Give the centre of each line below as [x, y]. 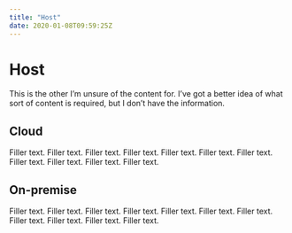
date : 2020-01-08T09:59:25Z [61, 26]
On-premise [43, 190]
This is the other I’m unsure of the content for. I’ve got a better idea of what [146, 94]
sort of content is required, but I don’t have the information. [117, 104]
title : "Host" [35, 17]
